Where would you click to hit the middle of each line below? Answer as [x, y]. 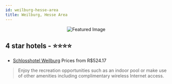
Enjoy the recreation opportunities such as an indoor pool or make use [92, 71]
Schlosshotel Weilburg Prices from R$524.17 [60, 61]
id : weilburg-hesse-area [32, 10]
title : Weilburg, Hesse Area [36, 15]
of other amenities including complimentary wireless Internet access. [91, 76]
